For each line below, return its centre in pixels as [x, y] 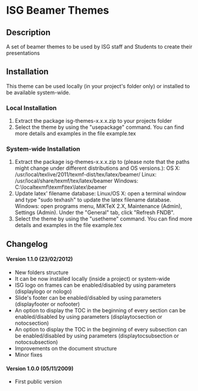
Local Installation [32, 108]
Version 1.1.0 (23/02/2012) [40, 259]
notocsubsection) [36, 342]
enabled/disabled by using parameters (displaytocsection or [88, 317]
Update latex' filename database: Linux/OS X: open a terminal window [100, 194]
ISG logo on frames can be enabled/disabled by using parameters [95, 285]
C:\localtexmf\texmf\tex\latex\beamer [61, 187]
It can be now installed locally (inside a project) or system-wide [92, 279]
